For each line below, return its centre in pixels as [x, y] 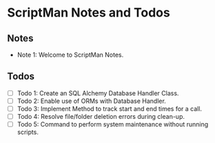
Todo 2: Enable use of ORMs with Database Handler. [92, 101]
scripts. [28, 132]
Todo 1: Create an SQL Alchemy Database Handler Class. [98, 93]
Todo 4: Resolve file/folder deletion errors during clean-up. [101, 116]
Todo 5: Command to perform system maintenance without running [113, 124]
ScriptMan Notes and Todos [89, 13]
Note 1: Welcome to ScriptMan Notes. [70, 55]
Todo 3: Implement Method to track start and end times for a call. [109, 108]
